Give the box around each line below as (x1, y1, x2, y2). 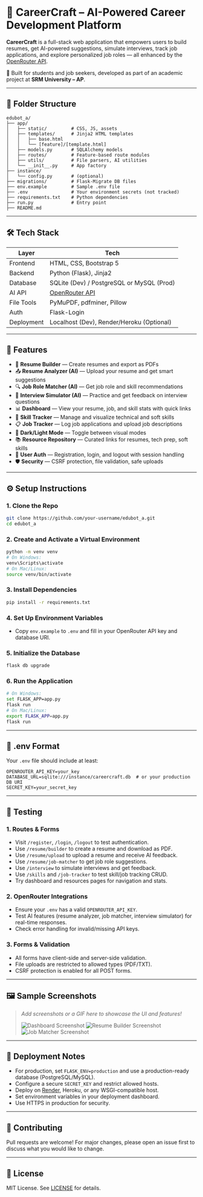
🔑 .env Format (6, 741, 60, 751)
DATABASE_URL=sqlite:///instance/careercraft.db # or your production (6, 774, 190, 780)
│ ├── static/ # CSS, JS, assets (6, 125, 118, 132)
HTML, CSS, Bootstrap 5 (49, 259, 119, 267)
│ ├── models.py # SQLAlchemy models (6, 146, 123, 153)
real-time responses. (14, 919, 67, 926)
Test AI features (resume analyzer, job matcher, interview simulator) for (14, 912, 192, 920)
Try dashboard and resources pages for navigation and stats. (14, 877, 168, 884)
